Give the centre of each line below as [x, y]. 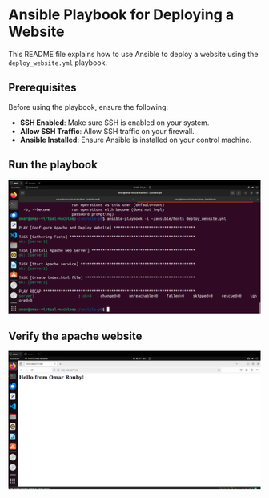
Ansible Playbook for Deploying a [121, 15]
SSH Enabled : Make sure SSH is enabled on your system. [114, 123]
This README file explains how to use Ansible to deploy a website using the [133, 54]
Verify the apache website [75, 336]
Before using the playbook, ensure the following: [88, 107]
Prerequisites [42, 88]
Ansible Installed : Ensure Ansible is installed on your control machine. [136, 140]
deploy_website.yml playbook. [58, 63]
